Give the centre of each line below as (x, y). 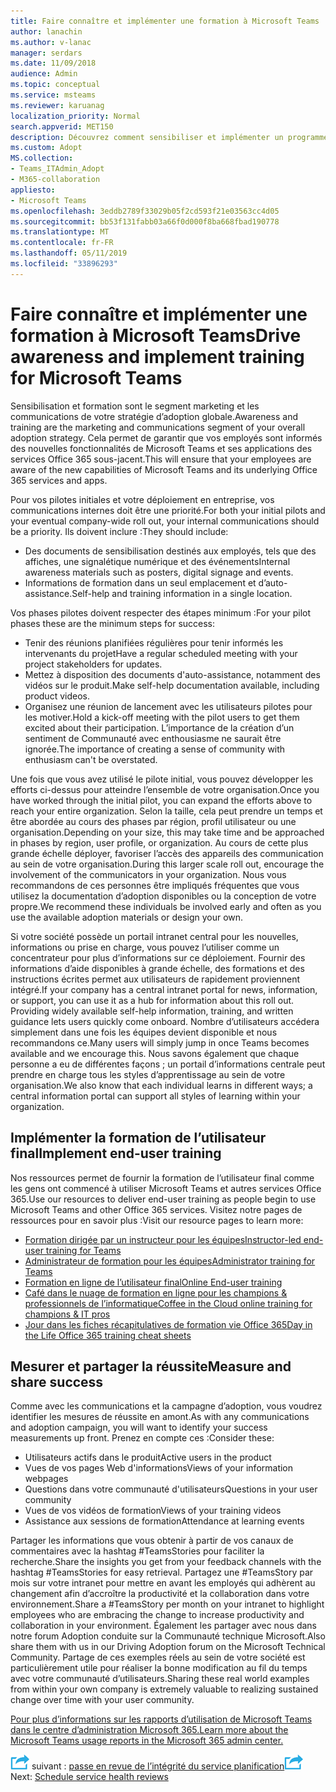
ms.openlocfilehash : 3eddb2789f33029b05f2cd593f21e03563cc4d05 (145, 211)
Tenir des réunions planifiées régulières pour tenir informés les (154, 642)
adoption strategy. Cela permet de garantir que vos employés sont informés (166, 437)
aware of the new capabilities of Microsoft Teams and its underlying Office (164, 469)
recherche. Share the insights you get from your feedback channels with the (166, 1562)
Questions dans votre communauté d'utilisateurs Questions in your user (171, 1489)
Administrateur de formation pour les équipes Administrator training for (170, 1261)
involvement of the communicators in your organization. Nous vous (148, 874)
